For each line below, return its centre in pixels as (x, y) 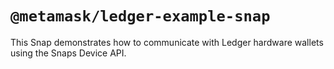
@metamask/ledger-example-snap (140, 16)
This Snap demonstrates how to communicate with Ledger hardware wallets (167, 42)
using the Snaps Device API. (68, 53)
